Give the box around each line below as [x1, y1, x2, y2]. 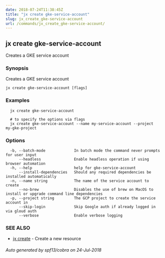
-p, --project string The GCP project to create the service [10, 196, 156, 201]
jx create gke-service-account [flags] [5, 86, 88, 90]
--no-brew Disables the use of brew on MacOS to [18, 187, 154, 192]
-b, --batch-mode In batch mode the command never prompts [10, 148, 161, 153]
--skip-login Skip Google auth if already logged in [18, 204, 156, 209]
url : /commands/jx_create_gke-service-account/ [5, 21, 105, 26]
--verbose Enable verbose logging [18, 213, 123, 218]
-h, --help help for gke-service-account [10, 165, 136, 171]
